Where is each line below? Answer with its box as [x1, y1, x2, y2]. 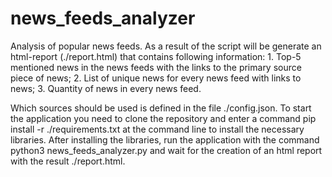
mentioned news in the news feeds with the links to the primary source [10, 61, 302, 73]
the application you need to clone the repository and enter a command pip [10, 112, 317, 124]
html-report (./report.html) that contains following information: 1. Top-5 [10, 50, 302, 62]
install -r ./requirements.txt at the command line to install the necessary [10, 123, 305, 135]
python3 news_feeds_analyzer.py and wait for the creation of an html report [10, 144, 323, 156]
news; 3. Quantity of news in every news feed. [10, 82, 202, 94]
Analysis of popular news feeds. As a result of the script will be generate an [10, 40, 322, 52]
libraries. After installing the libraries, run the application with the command [10, 133, 320, 146]
